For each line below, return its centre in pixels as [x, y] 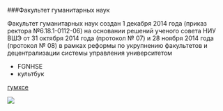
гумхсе [18, 87]
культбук [31, 74]
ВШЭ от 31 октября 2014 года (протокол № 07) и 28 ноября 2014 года [110, 38]
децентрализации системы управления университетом [90, 53]
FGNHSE [30, 66]
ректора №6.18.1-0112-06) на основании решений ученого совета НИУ [111, 31]
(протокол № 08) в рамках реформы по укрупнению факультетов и [107, 45]
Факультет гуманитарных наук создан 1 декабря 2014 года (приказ [107, 23]
